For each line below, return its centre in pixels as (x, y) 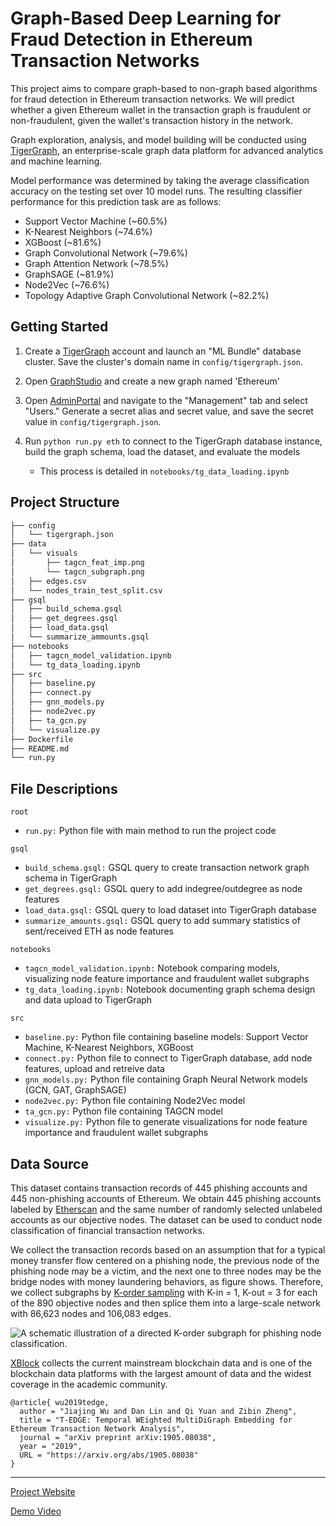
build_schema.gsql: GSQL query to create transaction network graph (167, 868)
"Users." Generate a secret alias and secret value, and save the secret (169, 411)
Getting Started (59, 327)
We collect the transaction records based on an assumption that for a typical (168, 1249)
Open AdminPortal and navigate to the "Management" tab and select (166, 400)
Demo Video (36, 1511)
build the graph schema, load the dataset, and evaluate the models (162, 451)
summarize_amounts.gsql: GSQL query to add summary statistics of (162, 921)
